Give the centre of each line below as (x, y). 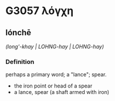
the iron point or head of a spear (53, 86)
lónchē (18, 33)
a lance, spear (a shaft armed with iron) (62, 92)
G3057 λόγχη (40, 11)
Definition (20, 62)
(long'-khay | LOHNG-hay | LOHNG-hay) (55, 46)
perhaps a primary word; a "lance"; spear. (56, 75)
